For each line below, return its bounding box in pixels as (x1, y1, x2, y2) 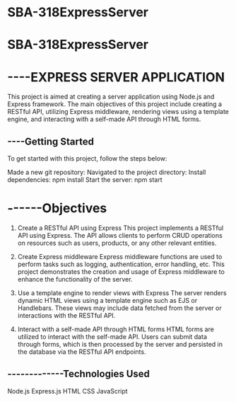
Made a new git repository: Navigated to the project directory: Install (7, 168, 206, 177)
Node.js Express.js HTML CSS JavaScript (7, 386, 129, 395)
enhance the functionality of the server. (17, 275, 133, 284)
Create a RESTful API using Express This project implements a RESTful (17, 224, 224, 232)
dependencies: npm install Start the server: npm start (7, 176, 163, 184)
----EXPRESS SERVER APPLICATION (7, 69, 225, 85)
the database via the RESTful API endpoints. (17, 348, 146, 356)
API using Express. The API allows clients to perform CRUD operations (17, 231, 223, 240)
